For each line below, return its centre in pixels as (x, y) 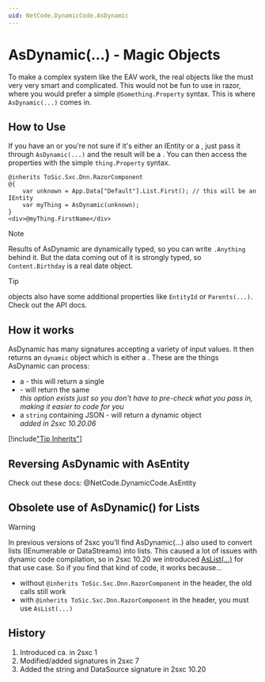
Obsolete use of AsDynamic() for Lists (104, 508)
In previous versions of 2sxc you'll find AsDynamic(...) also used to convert (131, 542)
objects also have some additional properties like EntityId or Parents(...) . (131, 297)
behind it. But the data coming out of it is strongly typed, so (105, 258)
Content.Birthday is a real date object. (70, 266)
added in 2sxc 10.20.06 (58, 423)
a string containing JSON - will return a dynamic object (110, 415)
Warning (22, 527)
